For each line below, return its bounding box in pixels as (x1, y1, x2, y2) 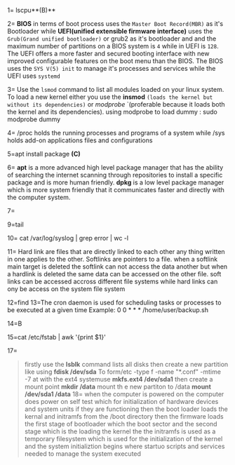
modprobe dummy (7, 115, 61, 123)
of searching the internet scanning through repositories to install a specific (7, 171, 223, 179)
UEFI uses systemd (7, 72, 61, 80)
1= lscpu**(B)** (7, 6, 56, 14)
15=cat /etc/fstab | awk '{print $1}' (7, 333, 107, 341)
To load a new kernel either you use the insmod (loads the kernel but (7, 93, 213, 101)
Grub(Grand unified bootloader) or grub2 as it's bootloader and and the (7, 34, 217, 43)
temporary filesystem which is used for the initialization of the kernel (24, 435, 223, 443)
